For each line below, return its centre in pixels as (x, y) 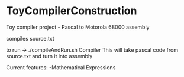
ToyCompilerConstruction (72, 11)
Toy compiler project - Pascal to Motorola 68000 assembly (78, 27)
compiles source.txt (30, 38)
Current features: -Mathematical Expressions (61, 67)
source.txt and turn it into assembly (49, 56)
